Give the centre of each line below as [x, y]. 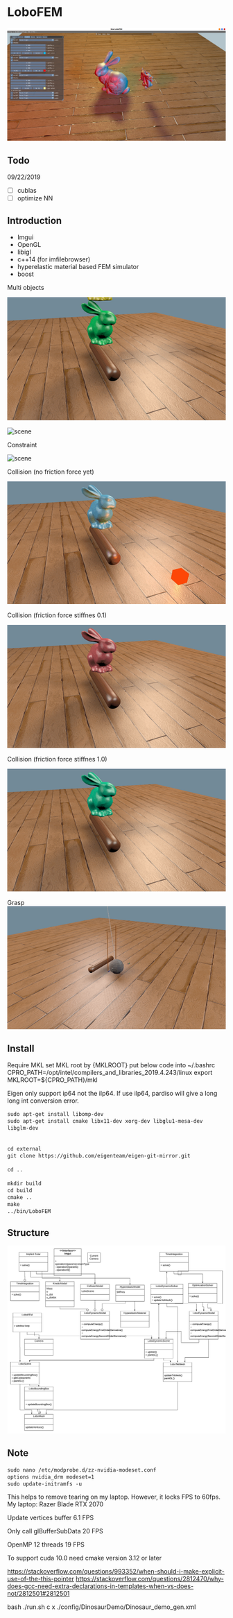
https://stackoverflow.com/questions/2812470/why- [149, 1578]
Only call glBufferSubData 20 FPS [55, 1531]
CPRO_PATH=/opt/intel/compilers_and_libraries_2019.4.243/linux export [110, 1073]
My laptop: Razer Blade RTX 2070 [55, 1504]
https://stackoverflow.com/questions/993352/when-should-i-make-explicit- [116, 1571]
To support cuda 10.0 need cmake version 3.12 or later [84, 1558]
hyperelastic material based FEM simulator [78, 267]
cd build [20, 1191]
